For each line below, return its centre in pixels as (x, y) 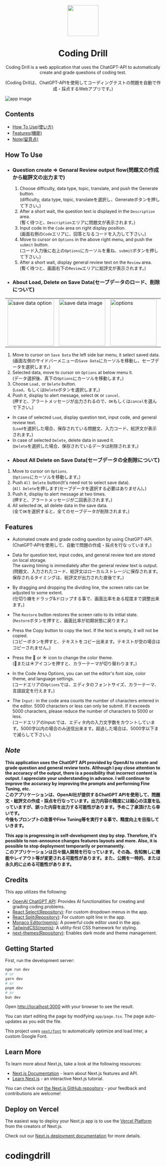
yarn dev (14, 979)
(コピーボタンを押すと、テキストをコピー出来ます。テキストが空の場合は (86, 641)
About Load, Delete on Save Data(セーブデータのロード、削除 (86, 283)
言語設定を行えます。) (34, 690)
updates (14, 1021)
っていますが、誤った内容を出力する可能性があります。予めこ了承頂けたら (81, 807)
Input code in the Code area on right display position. (73, 228)
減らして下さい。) (34, 734)
